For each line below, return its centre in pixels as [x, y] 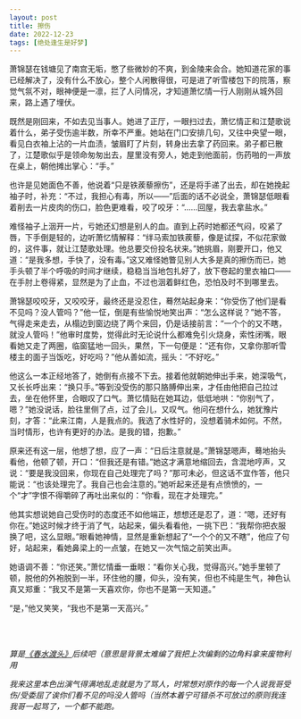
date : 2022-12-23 [42, 34]
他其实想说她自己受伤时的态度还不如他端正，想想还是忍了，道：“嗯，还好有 [148, 514]
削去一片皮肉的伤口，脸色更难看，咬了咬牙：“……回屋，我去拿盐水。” [142, 207]
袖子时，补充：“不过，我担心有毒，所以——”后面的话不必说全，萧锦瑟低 [142, 196]
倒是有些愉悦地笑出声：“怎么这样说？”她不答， [200, 313]
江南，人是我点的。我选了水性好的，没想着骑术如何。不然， [177, 421]
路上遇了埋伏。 [52, 103]
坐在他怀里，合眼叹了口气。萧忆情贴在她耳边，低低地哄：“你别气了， [152, 398]
